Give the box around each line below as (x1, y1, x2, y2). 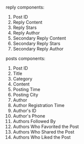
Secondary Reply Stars (12, 40, 60, 46)
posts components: (5, 55, 45, 61)
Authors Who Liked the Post (12, 134, 71, 140)
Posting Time (12, 86, 40, 92)
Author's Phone (12, 113, 45, 119)
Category (12, 76, 32, 81)
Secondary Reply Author (12, 46, 64, 51)
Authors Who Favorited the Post (12, 123, 79, 129)
